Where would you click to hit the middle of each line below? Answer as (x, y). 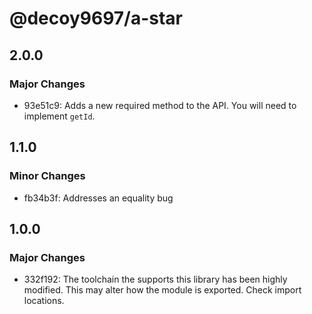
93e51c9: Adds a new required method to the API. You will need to (160, 105)
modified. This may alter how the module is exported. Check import (162, 290)
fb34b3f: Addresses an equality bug (98, 198)
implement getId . (59, 116)
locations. (44, 301)
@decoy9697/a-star (96, 18)
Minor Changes (47, 176)
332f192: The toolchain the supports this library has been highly (155, 279)
